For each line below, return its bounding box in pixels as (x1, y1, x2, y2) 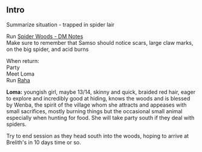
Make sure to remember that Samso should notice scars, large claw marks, (6, 39, 194, 46)
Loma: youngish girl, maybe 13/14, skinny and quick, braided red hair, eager (6, 88, 196, 96)
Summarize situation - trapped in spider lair (6, 21, 115, 28)
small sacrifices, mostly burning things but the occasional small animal (6, 107, 183, 114)
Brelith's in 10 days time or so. (6, 139, 81, 146)
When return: (6, 57, 39, 64)
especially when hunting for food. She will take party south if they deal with (6, 114, 195, 121)
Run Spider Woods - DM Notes (6, 33, 84, 40)
